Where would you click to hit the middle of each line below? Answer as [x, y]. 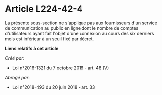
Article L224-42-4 [44, 9]
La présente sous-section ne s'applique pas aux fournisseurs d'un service [81, 23]
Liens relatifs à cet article [32, 48]
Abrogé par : [17, 77]
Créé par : [15, 58]
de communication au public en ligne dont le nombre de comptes [72, 28]
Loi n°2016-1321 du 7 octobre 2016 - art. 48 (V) [61, 68]
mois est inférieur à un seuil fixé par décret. [50, 39]
